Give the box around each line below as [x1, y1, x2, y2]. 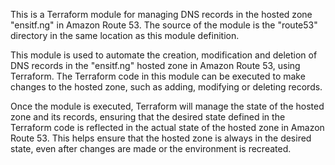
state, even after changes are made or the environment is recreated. [10, 143, 292, 154]
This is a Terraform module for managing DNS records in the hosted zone [10, 9, 313, 20]
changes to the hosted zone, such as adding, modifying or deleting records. [10, 81, 323, 93]
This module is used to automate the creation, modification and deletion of [10, 49, 318, 61]
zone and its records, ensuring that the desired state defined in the [10, 111, 286, 123]
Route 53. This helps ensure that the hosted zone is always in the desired [10, 132, 312, 144]
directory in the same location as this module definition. [10, 30, 240, 41]
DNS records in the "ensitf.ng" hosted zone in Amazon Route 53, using [10, 60, 301, 71]
